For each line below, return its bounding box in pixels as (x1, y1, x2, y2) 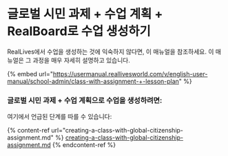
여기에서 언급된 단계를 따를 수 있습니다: (7, 113, 112, 121)
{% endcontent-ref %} (52, 141, 116, 149)
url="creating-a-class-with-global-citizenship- (51, 126, 184, 135)
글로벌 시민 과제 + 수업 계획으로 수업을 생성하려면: (7, 96, 163, 105)
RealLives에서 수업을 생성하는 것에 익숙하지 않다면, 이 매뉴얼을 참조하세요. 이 (7, 47, 214, 56)
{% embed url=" (7, 69, 54, 78)
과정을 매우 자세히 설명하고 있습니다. (32, 56, 131, 64)
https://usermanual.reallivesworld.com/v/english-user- (52, 69, 208, 78)
